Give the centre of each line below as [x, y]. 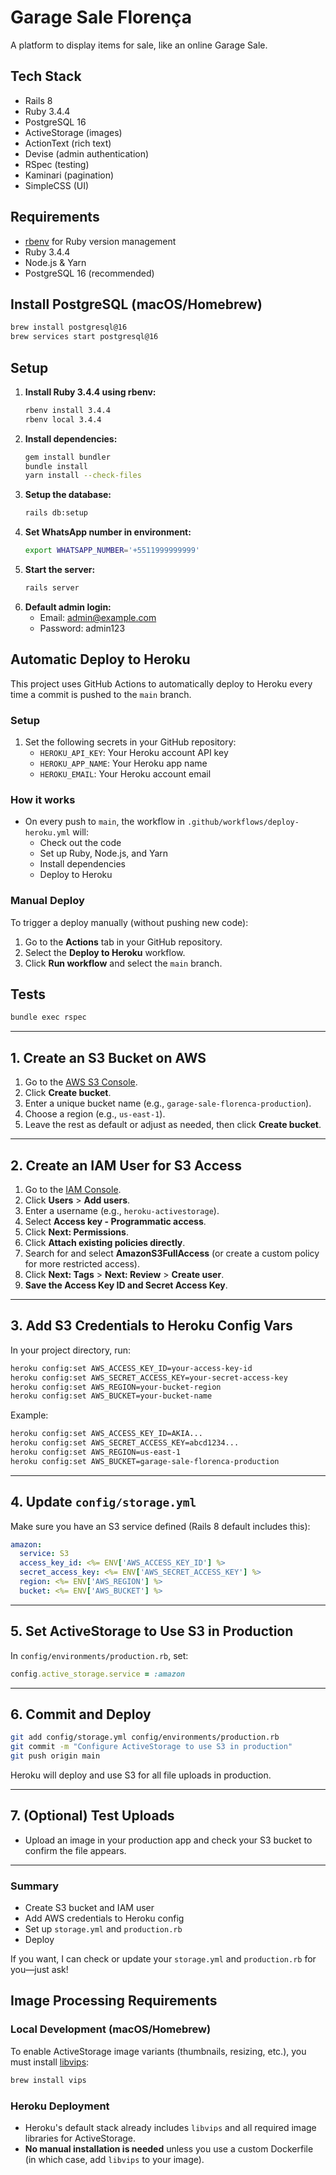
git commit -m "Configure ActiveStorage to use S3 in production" [151, 1747]
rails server [52, 588]
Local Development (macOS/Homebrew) [111, 2029]
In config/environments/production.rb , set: [99, 1655]
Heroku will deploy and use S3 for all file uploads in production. [141, 1775]
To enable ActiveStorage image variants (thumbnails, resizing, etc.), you [158, 2051]
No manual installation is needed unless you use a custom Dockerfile [169, 2148]
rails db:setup [56, 513]
